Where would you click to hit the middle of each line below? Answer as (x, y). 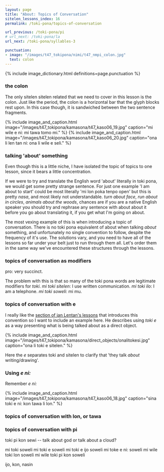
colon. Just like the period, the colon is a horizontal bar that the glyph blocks (82, 102)
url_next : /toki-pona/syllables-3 (40, 42)
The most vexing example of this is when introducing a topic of (69, 222)
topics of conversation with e (40, 304)
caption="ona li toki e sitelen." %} (39, 345)
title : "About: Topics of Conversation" (47, 14)
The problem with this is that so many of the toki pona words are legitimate (80, 281)
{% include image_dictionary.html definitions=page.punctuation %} (73, 73)
